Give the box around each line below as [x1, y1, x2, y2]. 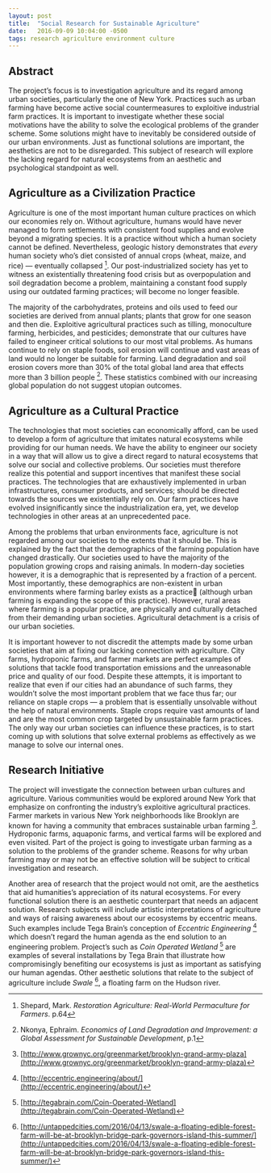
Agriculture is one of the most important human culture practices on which [8, 208, 256, 217]
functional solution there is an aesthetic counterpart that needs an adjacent [8, 896, 258, 906]
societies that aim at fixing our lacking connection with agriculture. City [8, 645, 245, 655]
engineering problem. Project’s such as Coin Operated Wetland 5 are [8, 940, 236, 952]
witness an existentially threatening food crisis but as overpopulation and [8, 269, 252, 279]
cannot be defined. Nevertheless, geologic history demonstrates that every [8, 242, 258, 251]
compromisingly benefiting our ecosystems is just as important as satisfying [8, 959, 261, 969]
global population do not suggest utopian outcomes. [8, 380, 182, 390]
